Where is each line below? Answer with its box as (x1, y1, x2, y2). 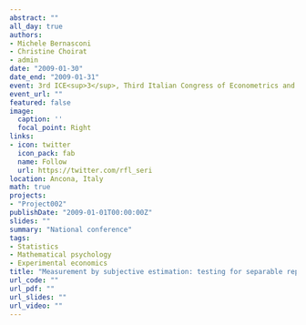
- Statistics (9, 242, 59, 251)
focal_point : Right (17, 124, 92, 133)
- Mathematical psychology (9, 250, 112, 259)
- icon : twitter (9, 140, 71, 149)
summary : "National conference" (9, 225, 132, 234)
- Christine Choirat (9, 47, 88, 56)
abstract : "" (9, 13, 59, 23)
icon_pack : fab (17, 148, 76, 157)
